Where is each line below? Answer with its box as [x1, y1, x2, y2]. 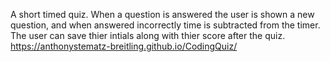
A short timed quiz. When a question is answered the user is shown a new [10, 9, 315, 20]
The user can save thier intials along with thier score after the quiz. [10, 30, 286, 41]
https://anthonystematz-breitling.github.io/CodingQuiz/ [10, 40, 238, 52]
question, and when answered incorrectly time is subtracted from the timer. [10, 19, 321, 31]
